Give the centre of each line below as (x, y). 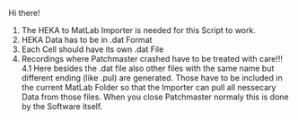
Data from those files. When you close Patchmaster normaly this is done (155, 97)
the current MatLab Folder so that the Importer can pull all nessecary (149, 87)
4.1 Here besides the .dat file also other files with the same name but (148, 68)
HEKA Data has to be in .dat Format (87, 40)
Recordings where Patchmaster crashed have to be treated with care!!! (152, 59)
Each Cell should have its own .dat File (92, 49)
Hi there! (24, 13)
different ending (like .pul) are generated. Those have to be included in (152, 78)
